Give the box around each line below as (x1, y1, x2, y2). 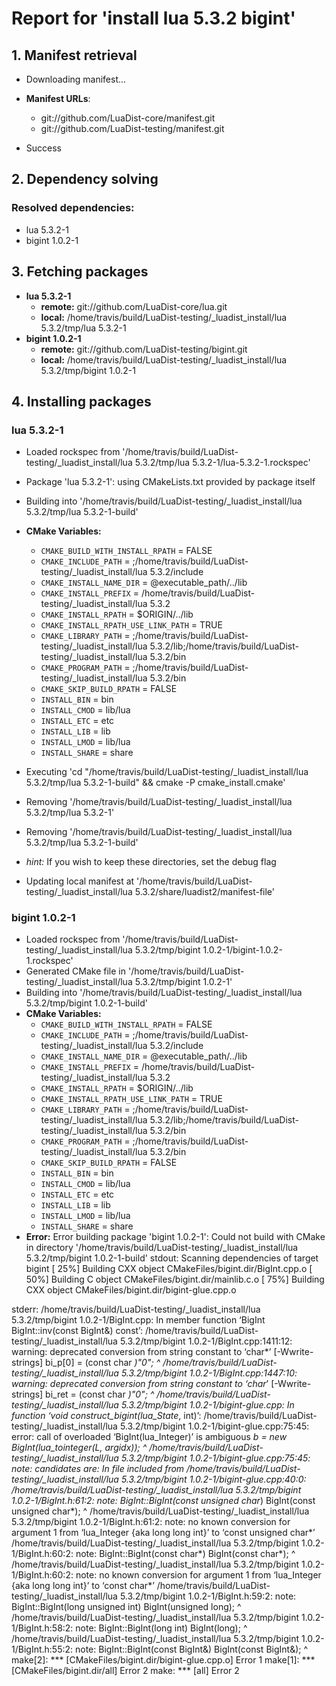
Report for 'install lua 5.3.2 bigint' (11, 7, 296, 30)
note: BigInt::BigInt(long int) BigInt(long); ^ (75, 1622, 248, 1634)
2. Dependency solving (11, 171, 159, 188)
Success (25, 142, 62, 154)
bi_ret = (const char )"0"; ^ (45, 1388, 155, 1401)
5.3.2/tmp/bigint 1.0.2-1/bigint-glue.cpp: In (120, 1399, 295, 1411)
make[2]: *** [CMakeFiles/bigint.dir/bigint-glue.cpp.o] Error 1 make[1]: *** (11, 1654, 316, 1666)
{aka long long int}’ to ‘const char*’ (11, 1580, 155, 1592)
